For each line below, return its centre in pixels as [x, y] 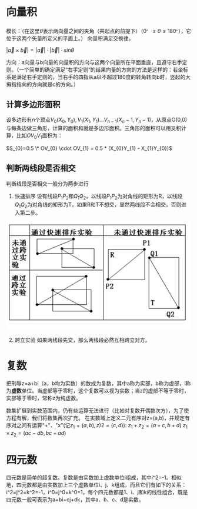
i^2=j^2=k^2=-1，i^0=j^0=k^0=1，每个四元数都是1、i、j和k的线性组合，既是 [97, 492]
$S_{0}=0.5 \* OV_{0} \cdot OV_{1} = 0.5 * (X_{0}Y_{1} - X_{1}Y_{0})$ [89, 148]
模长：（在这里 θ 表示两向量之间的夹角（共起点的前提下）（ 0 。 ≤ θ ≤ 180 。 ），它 [99, 30]
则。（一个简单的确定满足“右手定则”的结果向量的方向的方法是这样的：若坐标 [97, 69]
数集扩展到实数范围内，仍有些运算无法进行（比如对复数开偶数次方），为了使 [98, 411]
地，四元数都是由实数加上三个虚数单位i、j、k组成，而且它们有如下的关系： [96, 485]
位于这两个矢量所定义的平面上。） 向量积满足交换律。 [70, 38]
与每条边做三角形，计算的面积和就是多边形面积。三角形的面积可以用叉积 [94, 128]
